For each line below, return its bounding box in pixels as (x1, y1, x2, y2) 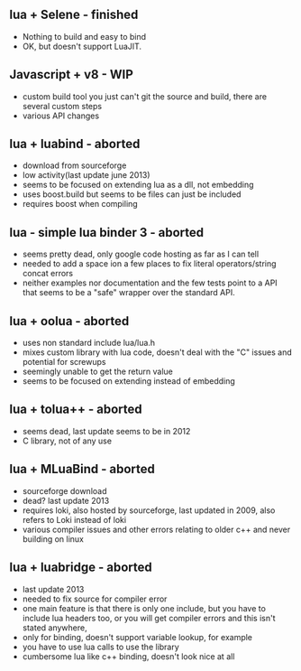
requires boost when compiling (22, 199, 138, 210)
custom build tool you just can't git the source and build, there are (22, 90, 268, 102)
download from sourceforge (22, 160, 127, 171)
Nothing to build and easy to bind (22, 31, 147, 42)
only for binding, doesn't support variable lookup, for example (22, 631, 253, 642)
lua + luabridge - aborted (9, 560, 152, 575)
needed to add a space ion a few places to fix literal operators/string (22, 258, 277, 269)
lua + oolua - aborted (9, 313, 130, 329)
